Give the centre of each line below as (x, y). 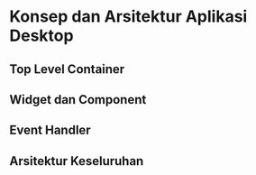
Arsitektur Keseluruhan (77, 161)
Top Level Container (67, 69)
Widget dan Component (78, 100)
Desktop (41, 36)
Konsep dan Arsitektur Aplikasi (128, 17)
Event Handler (50, 130)
